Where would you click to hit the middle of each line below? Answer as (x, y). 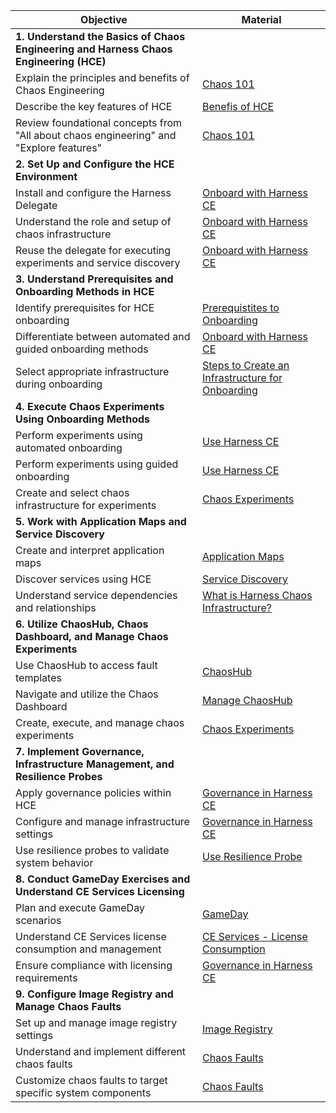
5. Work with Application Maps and (101, 521)
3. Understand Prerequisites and (94, 279)
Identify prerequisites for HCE (85, 307)
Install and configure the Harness (93, 192)
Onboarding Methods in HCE (85, 291)
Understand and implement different (101, 1051)
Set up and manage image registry (96, 1022)
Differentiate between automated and (103, 336)
